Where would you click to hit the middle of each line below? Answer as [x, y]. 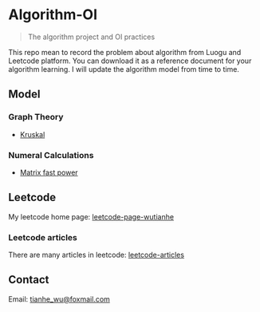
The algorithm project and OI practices [91, 37]
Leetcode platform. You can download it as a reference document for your [130, 61]
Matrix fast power [49, 172]
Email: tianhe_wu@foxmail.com [59, 299]
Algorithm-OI [53, 15]
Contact [29, 280]
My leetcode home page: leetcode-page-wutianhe [91, 216]
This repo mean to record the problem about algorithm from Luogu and [125, 52]
